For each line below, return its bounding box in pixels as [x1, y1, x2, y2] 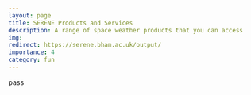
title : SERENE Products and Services [8, 19, 133, 27]
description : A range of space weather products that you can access [8, 26, 244, 34]
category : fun [8, 56, 56, 64]
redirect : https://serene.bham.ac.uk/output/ [8, 41, 161, 49]
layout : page [8, 11, 52, 20]
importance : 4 [8, 48, 56, 56]
